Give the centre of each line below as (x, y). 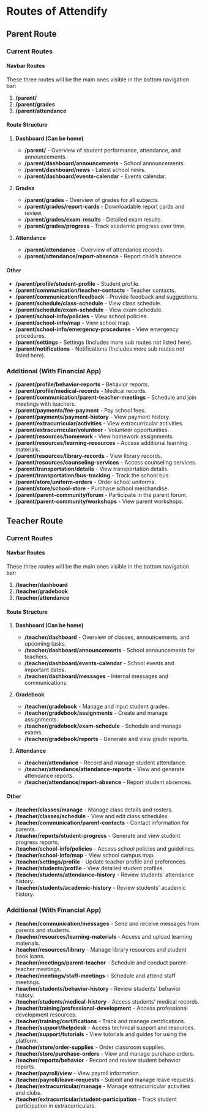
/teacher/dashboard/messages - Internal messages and (96, 676)
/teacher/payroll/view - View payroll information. (78, 1073)
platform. (27, 1040)
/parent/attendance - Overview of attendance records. (94, 250)
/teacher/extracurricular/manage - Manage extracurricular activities (102, 1086)
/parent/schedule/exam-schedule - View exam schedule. (89, 310)
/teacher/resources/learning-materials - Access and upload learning (104, 936)
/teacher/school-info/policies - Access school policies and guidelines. (105, 849)
